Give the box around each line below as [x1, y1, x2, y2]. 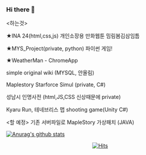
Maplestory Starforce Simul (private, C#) [6, 81, 106, 88]
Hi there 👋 [6, 5, 36, 14]
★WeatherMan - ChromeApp [6, 57, 79, 64]
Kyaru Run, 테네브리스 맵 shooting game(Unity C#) [6, 106, 128, 113]
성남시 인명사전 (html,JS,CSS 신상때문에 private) [6, 94, 121, 101]
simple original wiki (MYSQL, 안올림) [6, 69, 95, 76]
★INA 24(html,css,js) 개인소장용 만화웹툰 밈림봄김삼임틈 [6, 32, 140, 39]
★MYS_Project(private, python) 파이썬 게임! [6, 45, 113, 52]
